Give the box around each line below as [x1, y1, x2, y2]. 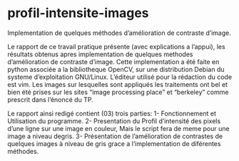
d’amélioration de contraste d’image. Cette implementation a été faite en [7, 57, 220, 66]
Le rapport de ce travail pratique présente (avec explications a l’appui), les [7, 42, 226, 51]
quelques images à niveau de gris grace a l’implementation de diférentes [7, 139, 221, 147]
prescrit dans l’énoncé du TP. [7, 95, 94, 104]
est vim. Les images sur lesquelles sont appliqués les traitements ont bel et [7, 80, 228, 88]
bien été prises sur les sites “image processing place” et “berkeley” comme [7, 88, 229, 96]
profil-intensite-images [7, 5, 149, 21]
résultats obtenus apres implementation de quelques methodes [7, 50, 193, 58]
